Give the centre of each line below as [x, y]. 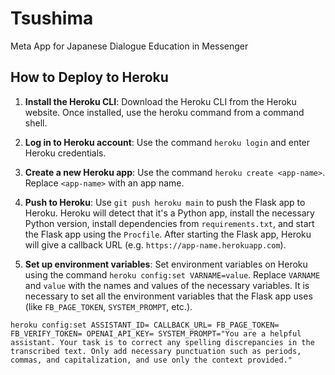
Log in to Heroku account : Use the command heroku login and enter [167, 142]
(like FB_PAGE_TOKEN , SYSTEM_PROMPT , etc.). [108, 306]
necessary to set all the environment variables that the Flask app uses [168, 296]
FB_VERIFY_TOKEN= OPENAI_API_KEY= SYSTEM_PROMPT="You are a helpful [156, 333]
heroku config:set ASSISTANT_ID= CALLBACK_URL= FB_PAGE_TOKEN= [145, 325]
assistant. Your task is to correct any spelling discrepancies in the [162, 342]
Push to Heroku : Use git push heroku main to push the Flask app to [165, 202]
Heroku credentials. [65, 153]
